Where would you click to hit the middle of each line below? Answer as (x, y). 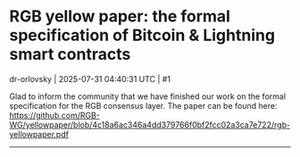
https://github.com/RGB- (54, 115)
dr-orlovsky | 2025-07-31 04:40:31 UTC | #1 (90, 78)
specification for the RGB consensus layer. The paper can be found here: (143, 105)
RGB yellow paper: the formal (120, 17)
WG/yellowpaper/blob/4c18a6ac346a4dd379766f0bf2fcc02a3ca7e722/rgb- (150, 124)
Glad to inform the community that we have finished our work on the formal (148, 96)
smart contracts (70, 54)
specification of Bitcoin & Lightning (142, 35)
